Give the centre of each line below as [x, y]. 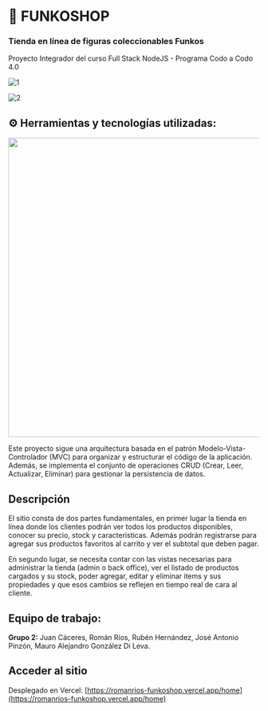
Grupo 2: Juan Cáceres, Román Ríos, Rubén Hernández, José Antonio [124, 637]
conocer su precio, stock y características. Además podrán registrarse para [132, 535]
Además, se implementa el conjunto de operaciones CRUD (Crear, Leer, [126, 465]
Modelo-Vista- [222, 448]
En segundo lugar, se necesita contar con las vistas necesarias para [120, 559]
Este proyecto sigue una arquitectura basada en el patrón [102, 448]
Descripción [39, 499]
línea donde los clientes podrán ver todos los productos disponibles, [120, 527]
